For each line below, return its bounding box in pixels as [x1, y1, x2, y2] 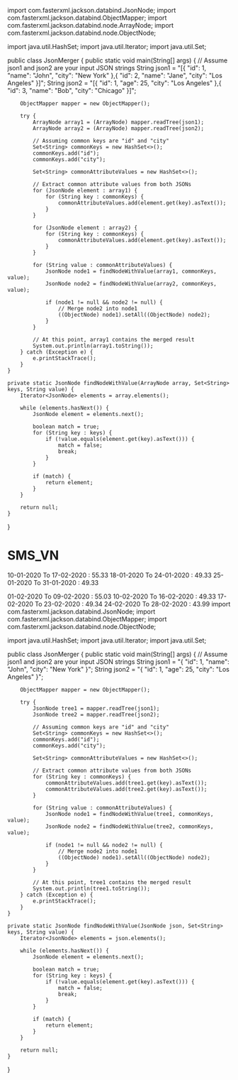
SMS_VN [7, 547, 59, 564]
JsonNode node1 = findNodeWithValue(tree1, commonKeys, [45, 810, 214, 817]
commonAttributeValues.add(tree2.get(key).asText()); [45, 785, 208, 792]
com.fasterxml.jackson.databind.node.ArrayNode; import [7, 21, 174, 29]
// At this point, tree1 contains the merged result [33, 878, 192, 886]
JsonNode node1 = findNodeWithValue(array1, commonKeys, [45, 268, 217, 275]
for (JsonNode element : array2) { [33, 224, 138, 231]
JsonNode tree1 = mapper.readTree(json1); [33, 704, 160, 712]
